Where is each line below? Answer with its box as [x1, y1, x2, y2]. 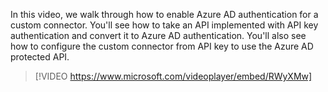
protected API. [10, 51, 70, 63]
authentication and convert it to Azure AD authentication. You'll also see [10, 30, 307, 41]
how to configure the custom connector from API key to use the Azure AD [10, 40, 314, 52]
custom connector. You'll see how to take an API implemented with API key [10, 19, 319, 31]
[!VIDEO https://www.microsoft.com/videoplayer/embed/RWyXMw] [34, 70, 313, 82]
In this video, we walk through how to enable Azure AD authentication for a [10, 9, 319, 20]
